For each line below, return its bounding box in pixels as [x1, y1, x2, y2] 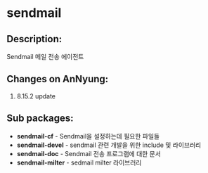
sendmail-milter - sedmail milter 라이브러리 [16, 158, 142, 167]
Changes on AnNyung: [6, 73, 109, 85]
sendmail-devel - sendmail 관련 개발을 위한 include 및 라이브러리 [16, 141, 202, 149]
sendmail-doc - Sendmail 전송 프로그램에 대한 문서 [16, 149, 161, 158]
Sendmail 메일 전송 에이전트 [6, 53, 84, 60]
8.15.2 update [16, 91, 56, 100]
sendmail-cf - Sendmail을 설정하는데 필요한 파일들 [16, 132, 160, 140]
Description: [6, 33, 63, 45]
